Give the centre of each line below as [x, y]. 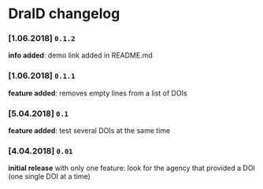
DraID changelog [64, 14]
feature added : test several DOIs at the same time [89, 131]
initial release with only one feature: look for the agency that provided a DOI [132, 168]
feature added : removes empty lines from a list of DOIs [98, 93]
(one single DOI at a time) [49, 176]
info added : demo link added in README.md [80, 55]
